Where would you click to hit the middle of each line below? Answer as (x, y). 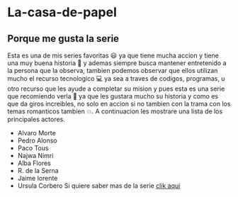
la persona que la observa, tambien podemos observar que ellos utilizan (113, 71)
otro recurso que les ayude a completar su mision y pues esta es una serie (116, 89)
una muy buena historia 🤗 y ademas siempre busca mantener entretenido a (117, 63)
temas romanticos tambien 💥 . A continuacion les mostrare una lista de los (115, 111)
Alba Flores (34, 163)
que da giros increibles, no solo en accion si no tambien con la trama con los (119, 104)
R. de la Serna (38, 170)
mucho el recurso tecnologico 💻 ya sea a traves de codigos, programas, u (116, 78)
